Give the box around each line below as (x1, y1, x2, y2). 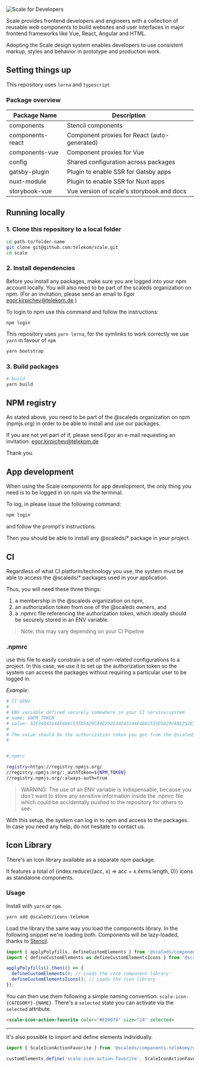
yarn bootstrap (6, 348, 44, 354)
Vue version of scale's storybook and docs (67, 187, 187, 195)
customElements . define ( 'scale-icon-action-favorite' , (6, 1056, 143, 1062)
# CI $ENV (6, 699, 31, 705)
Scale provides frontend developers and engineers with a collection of (6, 17, 179, 24)
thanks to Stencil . (6, 937, 49, 945)
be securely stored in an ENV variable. (14, 616, 109, 623)
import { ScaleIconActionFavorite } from (6, 1045, 111, 1051)
